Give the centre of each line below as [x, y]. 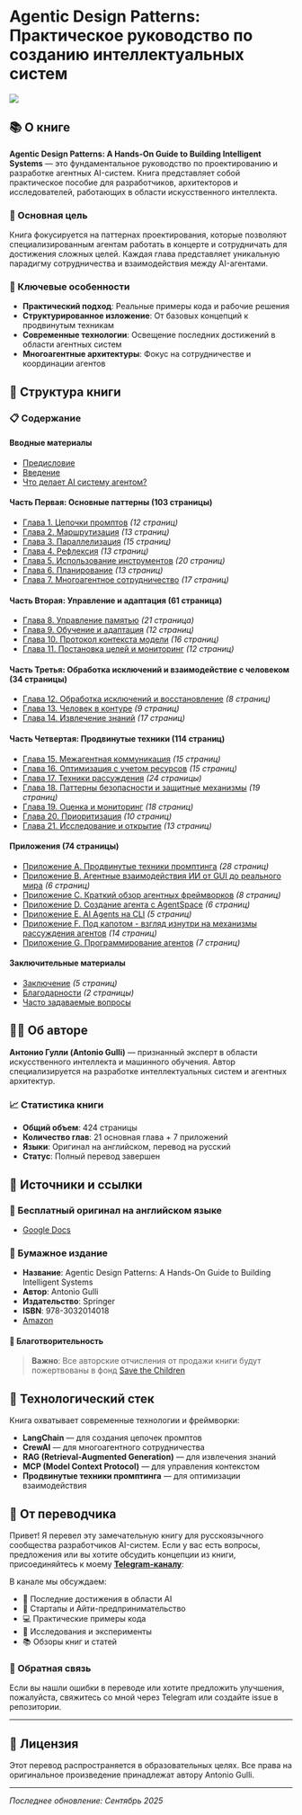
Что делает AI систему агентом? [84, 482]
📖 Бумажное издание [58, 1253]
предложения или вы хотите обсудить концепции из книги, [123, 1554]
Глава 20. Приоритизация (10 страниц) [97, 816]
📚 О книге [40, 128]
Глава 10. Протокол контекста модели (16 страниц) [120, 639]
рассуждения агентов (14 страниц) [89, 933]
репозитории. [36, 1707]
